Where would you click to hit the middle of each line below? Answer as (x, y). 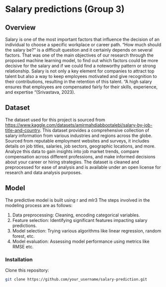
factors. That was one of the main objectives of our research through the (79, 55)
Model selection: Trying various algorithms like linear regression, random (87, 231)
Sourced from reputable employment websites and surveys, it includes (77, 141)
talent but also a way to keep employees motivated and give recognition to (81, 76)
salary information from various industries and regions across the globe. (79, 136)
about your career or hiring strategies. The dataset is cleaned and (72, 162)
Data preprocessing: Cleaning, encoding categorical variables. (76, 215)
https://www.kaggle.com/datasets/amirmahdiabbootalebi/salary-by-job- (79, 125)
